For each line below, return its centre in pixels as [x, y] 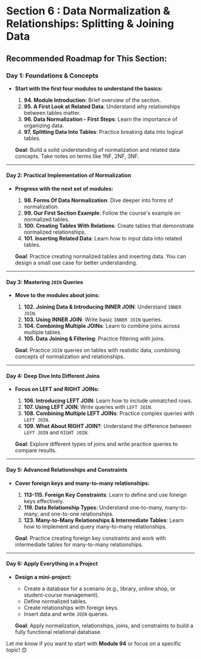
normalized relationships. [55, 232]
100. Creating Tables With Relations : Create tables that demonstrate [109, 226]
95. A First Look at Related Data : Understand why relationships [102, 106]
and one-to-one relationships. [77, 514]
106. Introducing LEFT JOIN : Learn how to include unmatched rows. [108, 401]
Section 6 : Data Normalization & [88, 11]
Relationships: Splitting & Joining [90, 24]
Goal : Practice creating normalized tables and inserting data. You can [100, 257]
